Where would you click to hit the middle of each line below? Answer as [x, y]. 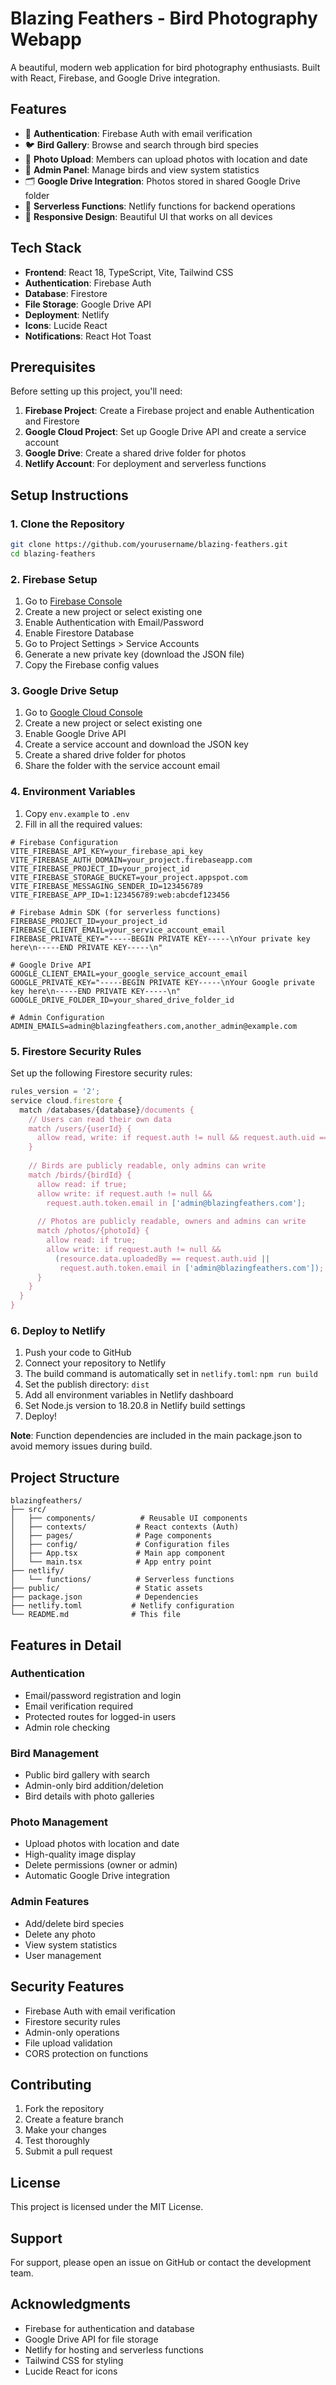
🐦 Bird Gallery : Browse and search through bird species [141, 144]
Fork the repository [64, 2109]
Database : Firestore [66, 293]
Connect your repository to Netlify [95, 1363]
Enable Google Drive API [75, 734]
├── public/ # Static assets [106, 1588]
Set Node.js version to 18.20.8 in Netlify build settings [135, 1406]
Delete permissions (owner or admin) [101, 1865]
